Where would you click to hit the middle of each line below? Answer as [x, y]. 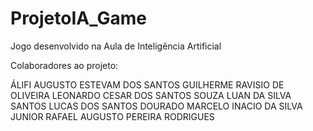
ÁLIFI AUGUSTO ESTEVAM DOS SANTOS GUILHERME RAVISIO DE [147, 84]
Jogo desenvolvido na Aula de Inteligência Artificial [116, 46]
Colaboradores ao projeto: [64, 65]
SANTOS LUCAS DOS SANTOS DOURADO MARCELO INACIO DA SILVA [156, 106]
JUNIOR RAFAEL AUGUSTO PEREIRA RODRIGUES [112, 116]
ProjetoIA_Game [78, 18]
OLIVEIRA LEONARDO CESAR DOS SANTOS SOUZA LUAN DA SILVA [151, 95]
